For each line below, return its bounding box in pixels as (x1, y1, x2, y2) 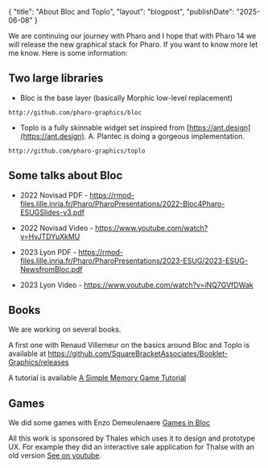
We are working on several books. (8, 324, 122, 334)
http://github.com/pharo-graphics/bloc (8, 108, 142, 116)
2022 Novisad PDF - (19, 190, 89, 200)
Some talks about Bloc (8, 169, 123, 182)
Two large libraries (8, 72, 104, 86)
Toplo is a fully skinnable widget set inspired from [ (19, 123, 190, 132)
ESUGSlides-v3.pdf (19, 207, 85, 217)
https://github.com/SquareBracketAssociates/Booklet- (47, 349, 228, 358)
